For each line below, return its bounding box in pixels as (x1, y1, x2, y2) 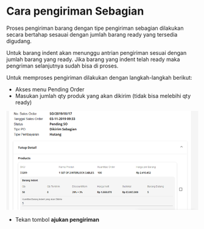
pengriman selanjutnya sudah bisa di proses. (6, 62, 119, 69)
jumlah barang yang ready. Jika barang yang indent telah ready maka (6, 55, 180, 63)
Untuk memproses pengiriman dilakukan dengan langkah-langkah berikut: (6, 74, 192, 81)
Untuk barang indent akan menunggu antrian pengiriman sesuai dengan (6, 49, 187, 56)
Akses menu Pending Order (15, 85, 85, 93)
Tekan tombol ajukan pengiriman (15, 216, 99, 223)
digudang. (6, 37, 32, 44)
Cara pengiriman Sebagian (6, 4, 144, 18)
